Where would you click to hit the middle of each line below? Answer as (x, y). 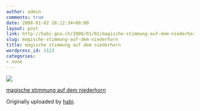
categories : (21, 56)
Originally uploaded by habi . (41, 101)
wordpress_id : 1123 (30, 51)
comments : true (25, 17)
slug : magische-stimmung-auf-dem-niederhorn (62, 39)
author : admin (24, 12)
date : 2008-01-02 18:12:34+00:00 (48, 23)
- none (14, 61)
